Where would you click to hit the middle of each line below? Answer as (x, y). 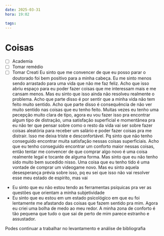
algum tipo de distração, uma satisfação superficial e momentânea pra (84, 120)
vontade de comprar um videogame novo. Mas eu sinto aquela (75, 167)
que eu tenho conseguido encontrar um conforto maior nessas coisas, (83, 146)
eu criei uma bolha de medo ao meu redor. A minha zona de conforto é (84, 208)
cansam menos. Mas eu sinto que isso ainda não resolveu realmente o (83, 94)
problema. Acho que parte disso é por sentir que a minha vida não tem (83, 99)
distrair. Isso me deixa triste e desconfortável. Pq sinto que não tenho (82, 136)
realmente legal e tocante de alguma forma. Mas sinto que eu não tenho (85, 157)
